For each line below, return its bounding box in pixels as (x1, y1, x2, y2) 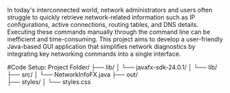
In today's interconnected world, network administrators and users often (7, 6, 213, 14)
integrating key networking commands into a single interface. (7, 50, 181, 58)
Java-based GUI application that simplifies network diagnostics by (7, 43, 196, 50)
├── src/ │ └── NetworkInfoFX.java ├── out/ (7, 70, 138, 79)
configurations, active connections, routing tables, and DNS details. (7, 21, 198, 28)
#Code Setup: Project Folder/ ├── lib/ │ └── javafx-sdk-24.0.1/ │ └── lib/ (7, 63, 218, 71)
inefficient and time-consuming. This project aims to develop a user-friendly (7, 35, 223, 43)
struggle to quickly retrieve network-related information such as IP (7, 13, 196, 21)
